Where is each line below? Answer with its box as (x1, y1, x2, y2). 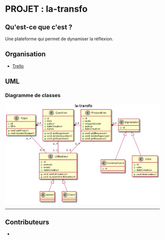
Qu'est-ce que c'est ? (5, 23, 73, 31)
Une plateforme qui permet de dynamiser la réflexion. (5, 36, 113, 42)
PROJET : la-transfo (5, 3, 88, 15)
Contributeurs (5, 218, 50, 226)
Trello (12, 63, 24, 69)
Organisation (5, 50, 46, 58)
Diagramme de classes (5, 92, 61, 99)
